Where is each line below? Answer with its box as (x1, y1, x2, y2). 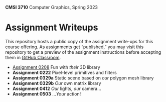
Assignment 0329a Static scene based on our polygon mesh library (12, 75, 154, 81)
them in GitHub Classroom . (5, 54, 61, 60)
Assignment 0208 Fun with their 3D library (12, 64, 100, 70)
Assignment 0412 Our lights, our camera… (12, 85, 101, 91)
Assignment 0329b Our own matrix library (12, 80, 101, 86)
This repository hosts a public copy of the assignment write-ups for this (5, 38, 153, 44)
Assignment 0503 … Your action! (12, 90, 81, 97)
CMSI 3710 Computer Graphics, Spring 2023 (5, 5, 98, 10)
